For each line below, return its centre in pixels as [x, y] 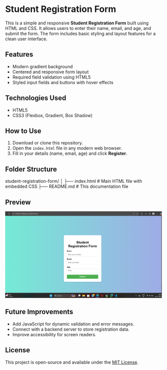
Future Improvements [39, 312]
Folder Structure [31, 169]
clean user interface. [26, 39]
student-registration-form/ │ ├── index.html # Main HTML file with [74, 181]
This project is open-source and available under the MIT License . [72, 362]
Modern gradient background [42, 66]
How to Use [23, 131]
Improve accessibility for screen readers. [54, 334]
